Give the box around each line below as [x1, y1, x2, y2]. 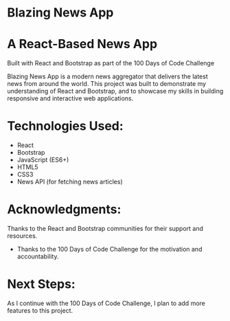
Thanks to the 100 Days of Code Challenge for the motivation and [16, 245, 203, 253]
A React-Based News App [7, 36, 158, 52]
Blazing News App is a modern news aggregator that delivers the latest [7, 72, 208, 80]
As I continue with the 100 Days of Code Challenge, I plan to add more [7, 299, 206, 307]
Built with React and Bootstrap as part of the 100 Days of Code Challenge [7, 59, 215, 67]
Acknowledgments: [7, 201, 122, 217]
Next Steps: [7, 276, 76, 292]
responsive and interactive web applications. [7, 94, 134, 102]
